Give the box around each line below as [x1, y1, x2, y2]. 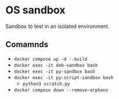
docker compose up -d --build [13, 56, 88, 62]
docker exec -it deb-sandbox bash [13, 62, 98, 68]
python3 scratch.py [22, 81, 71, 87]
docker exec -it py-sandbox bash [13, 68, 96, 75]
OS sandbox [5, 3, 66, 17]
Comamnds [5, 40, 49, 49]
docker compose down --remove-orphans [13, 87, 108, 93]
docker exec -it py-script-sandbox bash [13, 75, 114, 80]
